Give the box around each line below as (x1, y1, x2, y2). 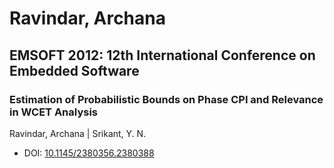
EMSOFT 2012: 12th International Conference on (9, 47, 316, 64)
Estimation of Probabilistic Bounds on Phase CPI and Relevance (9, 92, 324, 106)
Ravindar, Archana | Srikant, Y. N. (9, 127, 147, 139)
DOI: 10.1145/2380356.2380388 (23, 147, 155, 159)
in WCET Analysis (9, 105, 99, 119)
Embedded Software (9, 62, 140, 79)
